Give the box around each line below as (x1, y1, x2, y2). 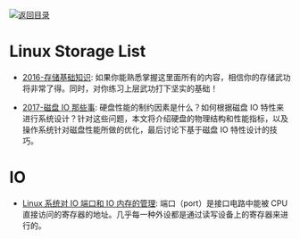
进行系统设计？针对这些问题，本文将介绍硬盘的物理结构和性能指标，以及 (21, 112, 288, 124)
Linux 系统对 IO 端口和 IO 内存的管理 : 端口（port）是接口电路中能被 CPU (21, 197, 288, 209)
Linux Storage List (9, 41, 146, 62)
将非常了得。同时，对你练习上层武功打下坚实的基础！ (21, 83, 219, 94)
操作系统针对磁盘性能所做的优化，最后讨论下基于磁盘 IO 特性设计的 (21, 124, 271, 135)
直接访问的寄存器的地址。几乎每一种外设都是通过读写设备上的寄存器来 (21, 209, 281, 219)
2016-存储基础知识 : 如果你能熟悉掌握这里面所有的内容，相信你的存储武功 (21, 71, 291, 82)
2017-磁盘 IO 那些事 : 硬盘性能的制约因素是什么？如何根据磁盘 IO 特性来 (21, 102, 284, 112)
